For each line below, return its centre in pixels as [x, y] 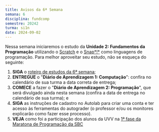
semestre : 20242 [22, 23]
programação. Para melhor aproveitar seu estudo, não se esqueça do [76, 57]
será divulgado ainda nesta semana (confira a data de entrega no [79, 93]
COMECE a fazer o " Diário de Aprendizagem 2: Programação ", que [82, 87]
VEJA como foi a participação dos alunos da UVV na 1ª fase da [77, 119]
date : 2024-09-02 [23, 33]
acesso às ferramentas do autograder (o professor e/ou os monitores [83, 108]
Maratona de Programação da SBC [48, 124]
